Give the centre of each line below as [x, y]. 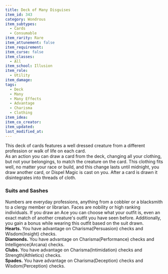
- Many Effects [26, 99]
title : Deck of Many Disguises [38, 10]
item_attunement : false [30, 43]
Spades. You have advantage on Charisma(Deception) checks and [74, 260]
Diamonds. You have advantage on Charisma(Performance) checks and [80, 239]
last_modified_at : [24, 131]
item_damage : [19, 80]
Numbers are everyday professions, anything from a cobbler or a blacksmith [84, 202]
